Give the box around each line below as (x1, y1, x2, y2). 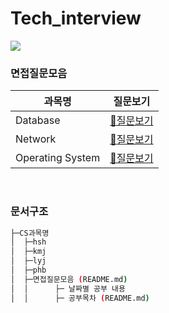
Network (15, 132, 57, 146)
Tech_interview (10, 7, 142, 30)
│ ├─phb (10, 265, 47, 276)
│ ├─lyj (10, 256, 47, 266)
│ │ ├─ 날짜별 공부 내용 (10, 283, 126, 294)
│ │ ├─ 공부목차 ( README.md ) (10, 293, 150, 303)
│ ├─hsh (10, 237, 47, 247)
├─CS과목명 (10, 228, 50, 238)
